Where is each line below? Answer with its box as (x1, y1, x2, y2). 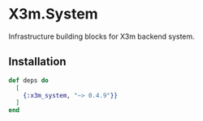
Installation (8, 55, 67, 69)
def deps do (8, 76, 49, 85)
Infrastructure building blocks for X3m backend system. (8, 31, 195, 41)
